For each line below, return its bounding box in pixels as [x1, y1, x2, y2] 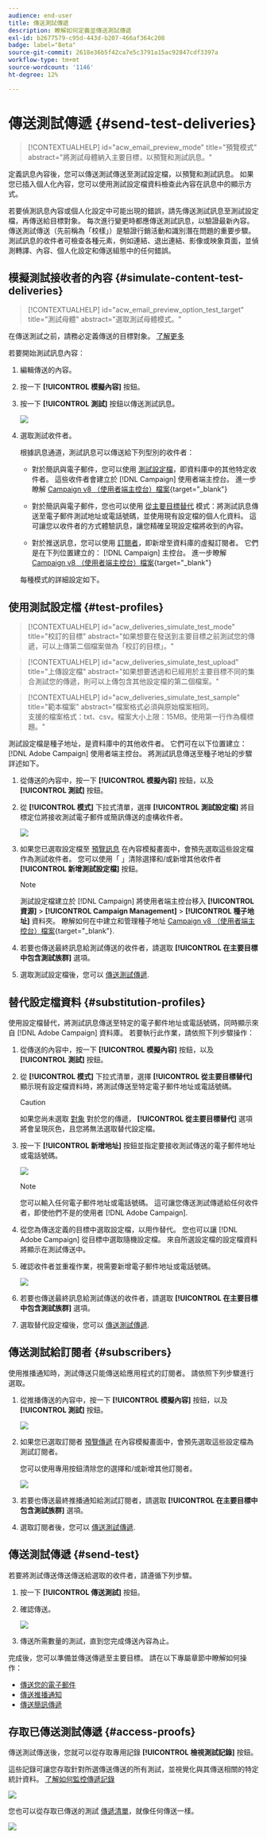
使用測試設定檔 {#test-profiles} [8, 600, 164, 614]
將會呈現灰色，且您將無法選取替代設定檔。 [19, 1124, 160, 1133]
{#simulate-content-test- [114, 271, 244, 285]
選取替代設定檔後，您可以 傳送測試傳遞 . [19, 1321, 149, 1329]
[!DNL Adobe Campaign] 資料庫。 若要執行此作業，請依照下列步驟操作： [17, 1028, 255, 1038]
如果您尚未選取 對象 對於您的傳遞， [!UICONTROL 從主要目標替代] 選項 [19, 1114, 253, 1123]
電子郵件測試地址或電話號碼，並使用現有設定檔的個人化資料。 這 [45, 511, 257, 521]
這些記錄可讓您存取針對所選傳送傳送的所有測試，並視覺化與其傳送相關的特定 [8, 1764, 259, 1774]
